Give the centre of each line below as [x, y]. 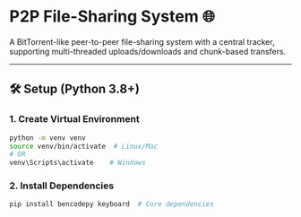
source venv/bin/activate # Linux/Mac [84, 146]
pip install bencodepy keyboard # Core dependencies [112, 204]
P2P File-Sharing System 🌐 [112, 17]
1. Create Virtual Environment [75, 119]
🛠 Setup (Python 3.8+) [75, 89]
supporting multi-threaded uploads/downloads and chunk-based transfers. [148, 51]
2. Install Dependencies [62, 186]
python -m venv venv [48, 138]
